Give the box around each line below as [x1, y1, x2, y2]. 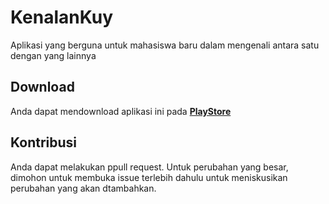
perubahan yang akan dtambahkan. [10, 182, 157, 194]
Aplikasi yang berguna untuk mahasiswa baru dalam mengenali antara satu [10, 39, 320, 51]
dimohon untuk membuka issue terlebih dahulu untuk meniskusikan [10, 171, 288, 183]
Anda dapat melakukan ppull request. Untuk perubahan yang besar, [10, 161, 289, 173]
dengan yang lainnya [10, 49, 97, 61]
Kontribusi [10, 134, 78, 151]
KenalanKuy [10, 6, 114, 29]
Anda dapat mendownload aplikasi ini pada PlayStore [10, 105, 232, 117]
